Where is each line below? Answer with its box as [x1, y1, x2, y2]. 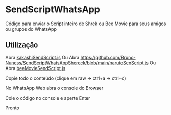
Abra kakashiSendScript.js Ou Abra [5, 54, 80, 60]
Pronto [5, 105, 19, 111]
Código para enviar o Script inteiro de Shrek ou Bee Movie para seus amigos [5, 20, 166, 27]
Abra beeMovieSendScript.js [5, 65, 66, 71]
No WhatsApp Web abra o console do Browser [5, 85, 104, 91]
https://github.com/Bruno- [80, 54, 136, 60]
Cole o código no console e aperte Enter [5, 95, 90, 101]
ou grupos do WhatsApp [5, 26, 57, 32]
